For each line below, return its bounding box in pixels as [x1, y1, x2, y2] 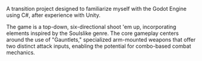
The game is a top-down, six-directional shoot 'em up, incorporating [6, 24, 177, 30]
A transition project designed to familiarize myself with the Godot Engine [6, 5, 187, 12]
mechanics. [6, 49, 35, 56]
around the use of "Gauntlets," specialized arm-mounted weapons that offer [6, 36, 196, 43]
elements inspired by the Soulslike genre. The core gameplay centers [6, 30, 179, 37]
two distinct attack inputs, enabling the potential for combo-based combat [6, 42, 192, 50]
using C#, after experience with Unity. [6, 11, 101, 19]
